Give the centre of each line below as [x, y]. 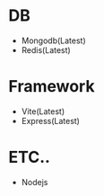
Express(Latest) [50, 120]
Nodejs [35, 182]
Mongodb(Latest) [53, 40]
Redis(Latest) [46, 49]
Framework [52, 87]
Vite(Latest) [43, 111]
